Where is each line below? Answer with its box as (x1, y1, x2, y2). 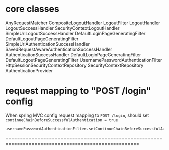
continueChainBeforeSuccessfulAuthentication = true (5, 117, 118, 123)
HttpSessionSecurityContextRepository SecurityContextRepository (5, 62, 144, 68)
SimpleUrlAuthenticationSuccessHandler (5, 41, 90, 47)
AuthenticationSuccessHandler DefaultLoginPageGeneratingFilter (5, 51, 141, 58)
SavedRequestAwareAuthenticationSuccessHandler (5, 46, 112, 52)
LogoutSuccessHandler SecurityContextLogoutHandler (5, 25, 120, 31)
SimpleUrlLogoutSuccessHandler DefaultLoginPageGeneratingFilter (5, 30, 146, 36)
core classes (5, 3, 59, 15)
